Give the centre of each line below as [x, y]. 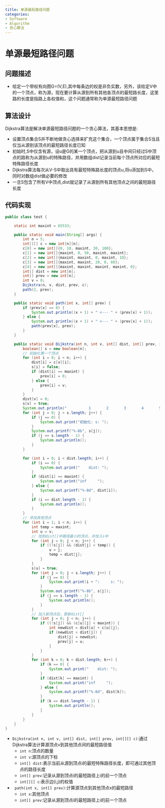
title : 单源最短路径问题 [27, 10]
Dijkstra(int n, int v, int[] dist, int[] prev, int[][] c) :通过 [80, 739]
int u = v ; [42, 532]
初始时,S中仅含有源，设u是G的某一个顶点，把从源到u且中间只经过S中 [82, 151]
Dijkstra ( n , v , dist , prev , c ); [56, 285]
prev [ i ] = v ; [54, 385]
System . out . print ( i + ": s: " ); [86, 582]
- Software [16, 19]
